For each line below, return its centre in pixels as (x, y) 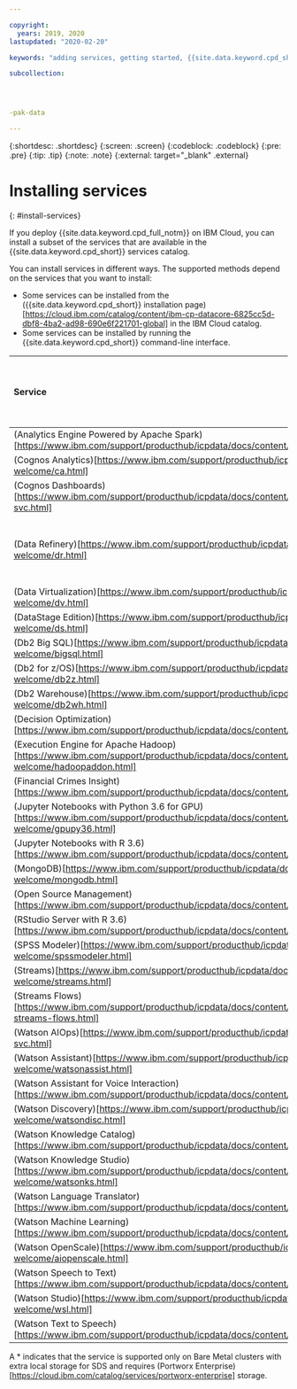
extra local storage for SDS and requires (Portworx (101, 1366)
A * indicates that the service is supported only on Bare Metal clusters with (145, 1356)
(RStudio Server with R (61, 920)
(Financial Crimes (50, 780)
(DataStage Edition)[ (56, 617)
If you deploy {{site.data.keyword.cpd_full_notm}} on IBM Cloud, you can (142, 232)
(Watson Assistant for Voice (72, 1083)
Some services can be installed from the (95, 295)
